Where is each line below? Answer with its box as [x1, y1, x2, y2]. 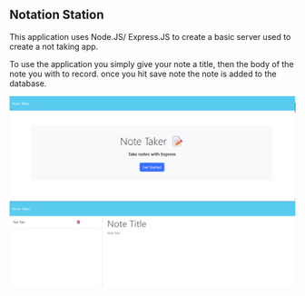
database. [9, 77, 47, 89]
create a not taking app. [9, 41, 99, 52]
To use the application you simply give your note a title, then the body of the [9, 58, 294, 69]
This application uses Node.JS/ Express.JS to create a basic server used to [9, 31, 291, 42]
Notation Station [9, 7, 104, 23]
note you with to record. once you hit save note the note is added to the [9, 68, 277, 79]
